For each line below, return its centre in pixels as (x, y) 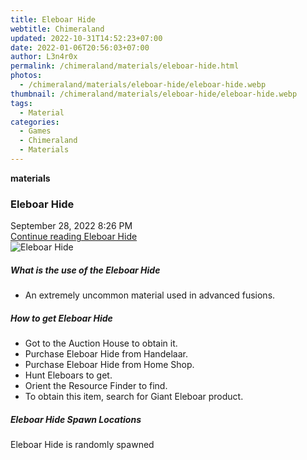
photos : (26, 76)
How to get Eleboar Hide (61, 318)
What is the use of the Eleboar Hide (85, 270)
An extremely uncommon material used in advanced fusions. (150, 295)
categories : (35, 122)
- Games (35, 131)
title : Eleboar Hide (53, 19)
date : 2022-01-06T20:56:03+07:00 (80, 47)
